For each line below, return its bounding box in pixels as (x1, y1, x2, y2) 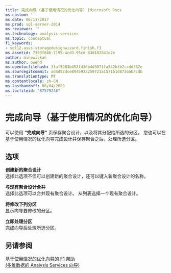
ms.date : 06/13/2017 (5, 17, 50, 22)
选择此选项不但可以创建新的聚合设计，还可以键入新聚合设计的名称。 (5, 173, 149, 179)
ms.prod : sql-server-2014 (5, 21, 60, 27)
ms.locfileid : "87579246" (5, 88, 60, 93)
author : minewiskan (5, 55, 47, 60)
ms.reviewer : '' (5, 27, 40, 32)
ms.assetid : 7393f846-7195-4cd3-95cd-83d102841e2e (5, 50, 115, 55)
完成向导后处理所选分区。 (5, 225, 59, 231)
